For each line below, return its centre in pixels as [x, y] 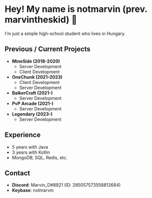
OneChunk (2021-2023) [37, 77]
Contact [17, 173]
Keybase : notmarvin [33, 191]
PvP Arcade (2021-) [33, 103]
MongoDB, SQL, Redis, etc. [39, 157]
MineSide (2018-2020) [36, 61]
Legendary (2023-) [32, 114]
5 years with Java [30, 147]
